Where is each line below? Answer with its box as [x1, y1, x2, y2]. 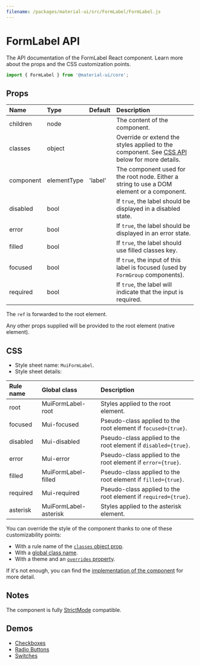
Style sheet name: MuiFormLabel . [14, 361, 95, 369]
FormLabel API [6, 34, 80, 48]
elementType [46, 176, 84, 185]
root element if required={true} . [100, 492, 190, 501]
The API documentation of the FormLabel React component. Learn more [6, 54, 183, 61]
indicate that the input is [115, 288, 183, 296]
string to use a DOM [115, 180, 173, 188]
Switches [14, 652, 37, 659]
